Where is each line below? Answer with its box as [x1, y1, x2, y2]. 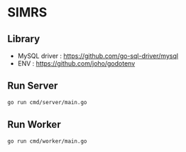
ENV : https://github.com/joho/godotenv [17, 59, 136, 68]
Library [7, 33, 40, 45]
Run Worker [7, 118, 62, 131]
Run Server [7, 80, 58, 92]
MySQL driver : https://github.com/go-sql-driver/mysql [17, 51, 179, 60]
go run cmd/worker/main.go [7, 137, 87, 145]
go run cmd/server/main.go [7, 98, 87, 106]
